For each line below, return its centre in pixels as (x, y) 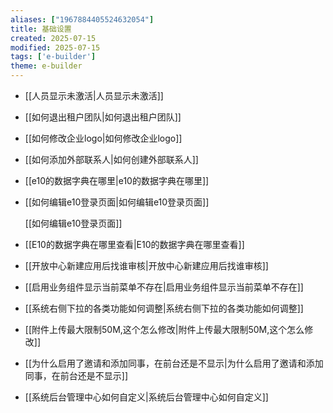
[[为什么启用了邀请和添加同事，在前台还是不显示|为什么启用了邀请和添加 (174, 363)
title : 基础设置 (41, 29)
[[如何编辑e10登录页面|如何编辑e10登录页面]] (117, 202)
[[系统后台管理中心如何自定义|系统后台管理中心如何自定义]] (146, 397)
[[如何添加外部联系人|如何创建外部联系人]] (111, 159)
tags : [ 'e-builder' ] (53, 57)
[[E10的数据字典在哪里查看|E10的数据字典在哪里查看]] (134, 244)
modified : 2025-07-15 (55, 47)
